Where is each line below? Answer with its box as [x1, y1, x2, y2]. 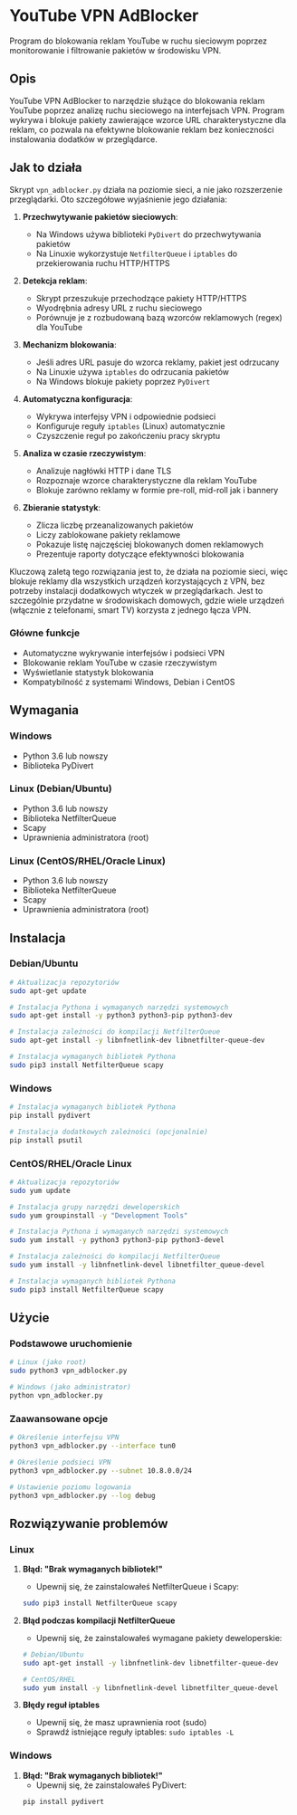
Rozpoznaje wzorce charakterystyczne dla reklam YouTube [35, 474, 258, 485]
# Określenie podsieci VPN [9, 1457, 111, 1466]
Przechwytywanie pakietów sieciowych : [22, 211, 178, 222]
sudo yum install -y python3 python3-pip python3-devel [9, 1236, 225, 1245]
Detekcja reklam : [22, 275, 88, 286]
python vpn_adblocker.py [9, 1390, 103, 1399]
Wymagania [9, 702, 80, 718]
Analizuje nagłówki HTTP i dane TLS [35, 465, 172, 476]
